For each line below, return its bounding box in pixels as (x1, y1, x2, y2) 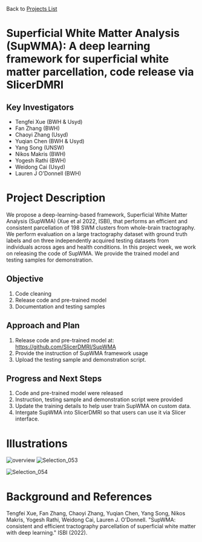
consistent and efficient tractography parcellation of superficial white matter (6, 523, 197, 530)
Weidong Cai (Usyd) (15, 163, 65, 171)
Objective (6, 274, 44, 284)
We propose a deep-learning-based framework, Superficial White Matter (6, 211, 187, 218)
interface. (15, 415, 39, 422)
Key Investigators (6, 102, 74, 112)
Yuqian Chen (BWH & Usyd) (15, 138, 85, 144)
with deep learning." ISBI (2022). (6, 529, 88, 537)
